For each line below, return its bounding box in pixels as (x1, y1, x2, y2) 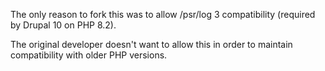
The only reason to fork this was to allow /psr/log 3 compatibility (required (10, 9, 316, 20)
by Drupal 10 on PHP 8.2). (10, 19, 117, 31)
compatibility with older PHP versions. (10, 49, 168, 61)
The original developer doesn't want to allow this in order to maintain (10, 39, 293, 50)
